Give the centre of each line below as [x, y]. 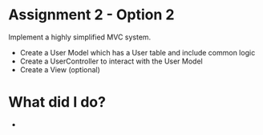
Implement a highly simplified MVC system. [80, 37]
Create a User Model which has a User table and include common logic [138, 52]
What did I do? [57, 102]
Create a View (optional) [60, 69]
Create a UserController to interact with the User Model [111, 61]
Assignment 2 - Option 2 [91, 15]
